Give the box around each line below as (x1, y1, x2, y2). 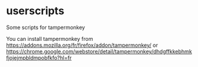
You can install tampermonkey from (6, 35, 93, 42)
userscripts (6, 4, 64, 18)
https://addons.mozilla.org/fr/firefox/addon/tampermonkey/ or (6, 42, 158, 49)
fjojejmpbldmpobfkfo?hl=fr (6, 54, 72, 61)
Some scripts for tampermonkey (6, 24, 85, 31)
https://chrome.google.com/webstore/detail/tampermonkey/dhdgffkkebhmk (6, 47, 192, 55)
